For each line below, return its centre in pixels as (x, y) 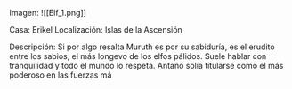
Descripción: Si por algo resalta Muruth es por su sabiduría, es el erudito (142, 47)
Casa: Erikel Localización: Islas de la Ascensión (96, 30)
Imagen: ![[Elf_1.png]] (48, 13)
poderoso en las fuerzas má (61, 75)
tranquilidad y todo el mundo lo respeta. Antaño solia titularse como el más (146, 66)
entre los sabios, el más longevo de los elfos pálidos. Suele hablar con (138, 56)
